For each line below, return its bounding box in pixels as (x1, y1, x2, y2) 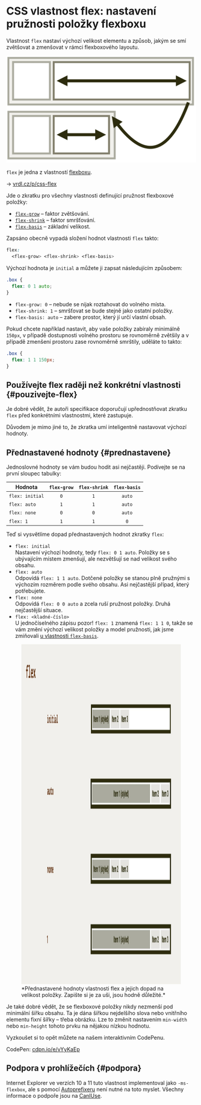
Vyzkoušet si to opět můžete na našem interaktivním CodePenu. (6, 1034, 165, 1042)
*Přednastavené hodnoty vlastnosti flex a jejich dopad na (21, 985, 164, 992)
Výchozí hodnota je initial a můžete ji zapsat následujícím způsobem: (6, 265, 182, 272)
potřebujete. (14, 587, 46, 594)
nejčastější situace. (14, 607, 63, 614)
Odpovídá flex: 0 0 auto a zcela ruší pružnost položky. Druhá (14, 600, 170, 608)
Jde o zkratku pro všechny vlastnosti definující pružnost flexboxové (6, 192, 174, 199)
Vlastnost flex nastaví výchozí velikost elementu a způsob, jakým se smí (6, 37, 187, 44)
